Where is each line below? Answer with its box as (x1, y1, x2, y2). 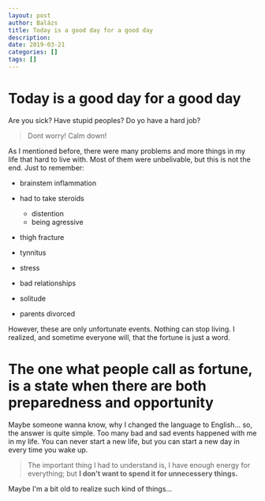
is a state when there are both (8, 377, 207, 394)
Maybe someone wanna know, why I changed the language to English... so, (8, 420, 252, 429)
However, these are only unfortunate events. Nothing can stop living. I (8, 324, 235, 334)
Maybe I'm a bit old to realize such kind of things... (8, 484, 172, 493)
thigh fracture (19, 232, 65, 241)
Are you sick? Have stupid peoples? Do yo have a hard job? (8, 115, 201, 125)
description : (8, 33, 51, 42)
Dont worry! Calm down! (27, 131, 107, 140)
